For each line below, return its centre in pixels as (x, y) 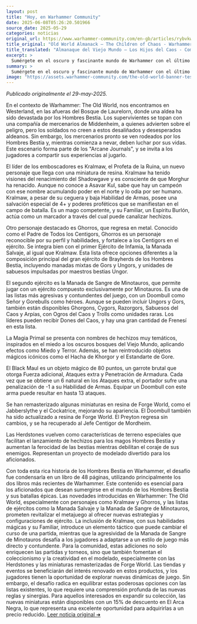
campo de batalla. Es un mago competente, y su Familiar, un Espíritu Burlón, (98, 210)
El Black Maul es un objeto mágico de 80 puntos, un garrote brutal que (91, 368)
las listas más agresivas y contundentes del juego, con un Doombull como (96, 296)
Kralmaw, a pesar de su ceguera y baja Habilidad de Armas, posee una (91, 198)
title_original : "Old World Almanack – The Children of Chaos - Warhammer (99, 45)
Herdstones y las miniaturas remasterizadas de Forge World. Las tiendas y (96, 565)
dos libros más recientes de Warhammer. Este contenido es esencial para (95, 484)
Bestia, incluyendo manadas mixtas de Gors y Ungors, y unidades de (89, 266)
